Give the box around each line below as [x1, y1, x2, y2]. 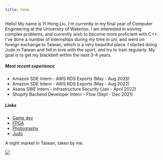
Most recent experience [5, 63, 55, 69]
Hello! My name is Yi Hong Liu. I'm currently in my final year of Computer [5, 21, 153, 27]
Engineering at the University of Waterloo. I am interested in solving [5, 26, 142, 32]
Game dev [12, 115, 33, 121]
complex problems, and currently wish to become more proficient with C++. [5, 31, 159, 37]
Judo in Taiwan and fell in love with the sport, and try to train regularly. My [5, 47, 156, 53]
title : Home [5, 7, 29, 12]
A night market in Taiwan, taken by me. [5, 140, 84, 146]
